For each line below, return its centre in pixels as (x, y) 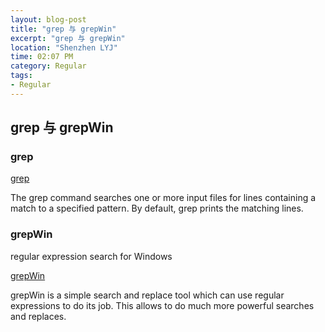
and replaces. (38, 316)
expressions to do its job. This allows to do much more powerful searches (162, 305)
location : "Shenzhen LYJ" (64, 47)
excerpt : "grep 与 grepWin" (68, 38)
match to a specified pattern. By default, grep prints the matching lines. (157, 208)
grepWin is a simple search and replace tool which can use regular (147, 295)
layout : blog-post (48, 19)
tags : (21, 76)
